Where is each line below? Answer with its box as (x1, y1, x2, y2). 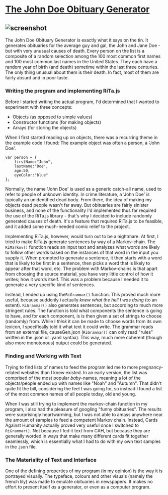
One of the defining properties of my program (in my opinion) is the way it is (5, 468, 162, 474)
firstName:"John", (14, 159, 53, 165)
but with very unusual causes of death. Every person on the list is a (5, 48, 145, 54)
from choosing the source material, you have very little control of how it (5, 271, 153, 277)
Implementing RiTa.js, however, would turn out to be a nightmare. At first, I (5, 234, 158, 240)
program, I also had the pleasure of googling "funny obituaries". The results (5, 406, 162, 412)
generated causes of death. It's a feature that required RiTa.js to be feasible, (5, 218, 163, 224)
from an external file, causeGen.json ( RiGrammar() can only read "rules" (5, 329, 153, 335)
